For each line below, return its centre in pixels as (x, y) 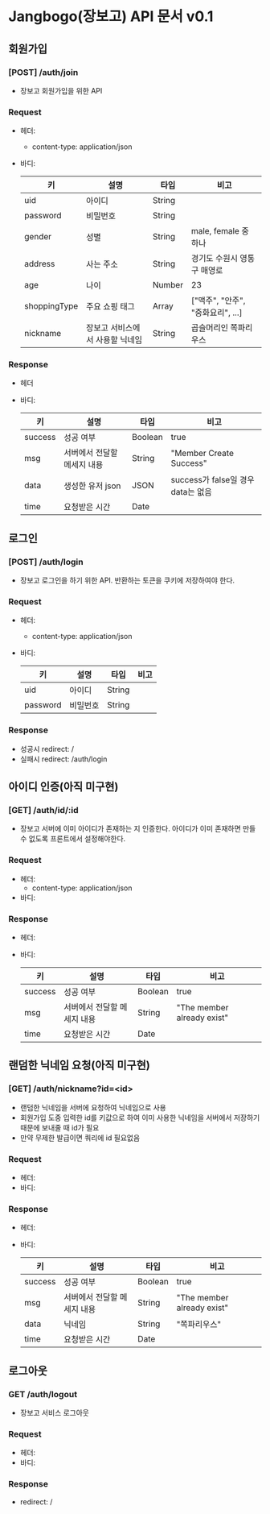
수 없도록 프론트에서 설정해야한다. (73, 839)
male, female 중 (220, 231)
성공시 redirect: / (47, 749)
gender (38, 237)
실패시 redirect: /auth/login (63, 759)
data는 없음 (191, 492)
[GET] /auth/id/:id (43, 811)
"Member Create (202, 454)
